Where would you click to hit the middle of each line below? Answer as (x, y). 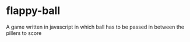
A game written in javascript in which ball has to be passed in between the (95, 27)
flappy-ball (33, 11)
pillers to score (24, 33)
